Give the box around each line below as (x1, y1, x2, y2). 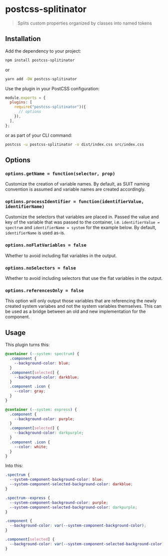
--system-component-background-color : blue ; (9, 477, 104, 482)
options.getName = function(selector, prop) (5, 170, 115, 176)
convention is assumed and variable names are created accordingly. (5, 187, 146, 193)
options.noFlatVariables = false (5, 242, 86, 248)
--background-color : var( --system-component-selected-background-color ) (9, 541, 164, 546)
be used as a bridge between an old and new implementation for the (5, 308, 146, 314)
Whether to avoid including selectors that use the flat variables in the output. (5, 275, 163, 281)
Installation (5, 35, 41, 43)
